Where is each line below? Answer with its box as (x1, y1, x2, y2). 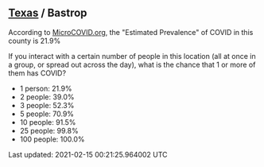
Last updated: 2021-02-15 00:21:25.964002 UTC (8, 150, 169, 159)
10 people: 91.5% (19, 117, 76, 126)
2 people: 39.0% (19, 91, 75, 102)
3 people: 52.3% (19, 100, 75, 110)
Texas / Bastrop (8, 6, 87, 20)
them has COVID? (8, 68, 66, 78)
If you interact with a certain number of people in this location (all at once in (8, 51, 256, 60)
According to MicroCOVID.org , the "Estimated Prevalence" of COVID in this (8, 27, 254, 37)
